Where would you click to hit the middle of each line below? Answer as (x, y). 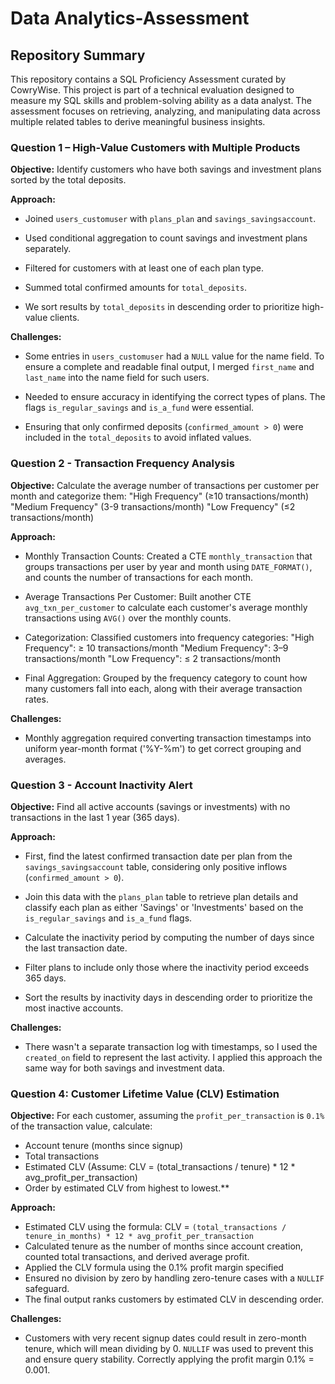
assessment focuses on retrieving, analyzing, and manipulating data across (165, 111)
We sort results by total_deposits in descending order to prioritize (162, 307)
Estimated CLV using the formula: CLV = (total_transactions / (155, 1227)
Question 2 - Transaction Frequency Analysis (122, 464)
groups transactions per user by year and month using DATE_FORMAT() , (168, 566)
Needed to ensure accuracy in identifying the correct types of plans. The (175, 397)
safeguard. (47, 1289)
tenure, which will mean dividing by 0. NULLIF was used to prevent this (169, 1349)
